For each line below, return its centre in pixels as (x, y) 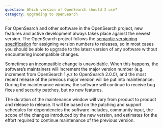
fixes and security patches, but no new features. (54, 90)
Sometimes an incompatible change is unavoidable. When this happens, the (82, 64)
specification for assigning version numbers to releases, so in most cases (79, 44)
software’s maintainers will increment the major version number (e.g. (74, 69)
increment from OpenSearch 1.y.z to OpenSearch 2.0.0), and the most (76, 74)
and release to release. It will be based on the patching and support (73, 104)
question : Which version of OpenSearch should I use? (61, 10)
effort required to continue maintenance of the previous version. (70, 120)
